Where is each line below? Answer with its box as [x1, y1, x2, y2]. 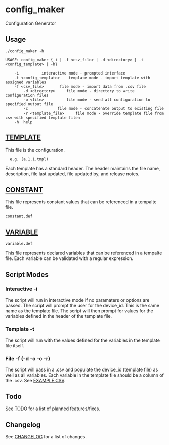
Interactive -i [5, 285, 38, 292]
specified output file [5, 101, 53, 107]
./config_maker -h [5, 48, 44, 54]
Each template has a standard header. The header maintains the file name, [5, 165, 160, 171]
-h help [14, 119, 33, 125]
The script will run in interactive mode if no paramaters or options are [5, 296, 150, 303]
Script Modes [5, 270, 49, 279]
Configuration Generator [5, 20, 57, 26]
